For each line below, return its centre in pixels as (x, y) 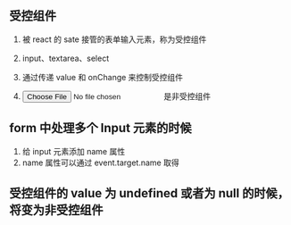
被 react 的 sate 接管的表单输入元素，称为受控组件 (114, 39)
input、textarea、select (66, 58)
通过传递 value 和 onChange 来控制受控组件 (103, 77)
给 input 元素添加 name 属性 (74, 151)
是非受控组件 (187, 96)
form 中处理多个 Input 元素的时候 (100, 128)
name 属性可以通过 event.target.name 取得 (101, 162)
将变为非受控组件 (56, 210)
